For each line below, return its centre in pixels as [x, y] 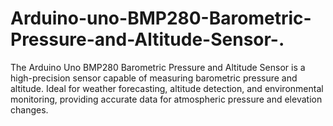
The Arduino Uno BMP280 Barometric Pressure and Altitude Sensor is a [158, 67]
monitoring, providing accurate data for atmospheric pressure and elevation [166, 99]
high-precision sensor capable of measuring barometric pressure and [154, 78]
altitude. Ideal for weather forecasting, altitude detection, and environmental [167, 88]
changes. [29, 109]
